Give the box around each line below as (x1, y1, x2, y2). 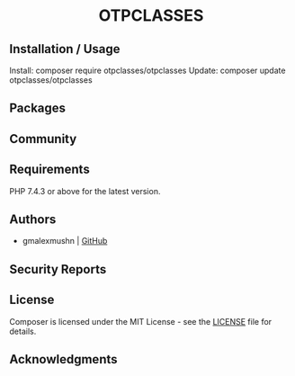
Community (9, 131, 77, 147)
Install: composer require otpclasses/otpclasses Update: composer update (9, 65, 286, 76)
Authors (9, 211, 57, 227)
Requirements (9, 162, 90, 177)
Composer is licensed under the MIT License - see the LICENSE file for (9, 316, 273, 327)
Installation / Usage (9, 41, 121, 57)
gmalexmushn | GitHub (22, 236, 108, 246)
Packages (9, 101, 66, 116)
